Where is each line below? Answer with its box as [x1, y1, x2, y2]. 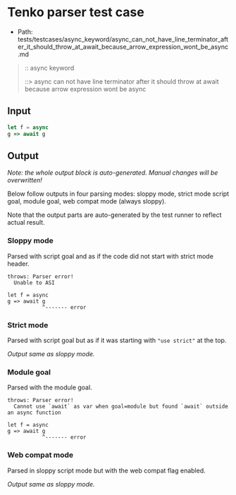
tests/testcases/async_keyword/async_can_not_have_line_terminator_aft [17, 35, 229, 43]
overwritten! [7, 176, 42, 184]
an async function [7, 409, 61, 416]
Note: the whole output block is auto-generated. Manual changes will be [7, 168, 218, 177]
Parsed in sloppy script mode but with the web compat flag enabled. [7, 466, 206, 475]
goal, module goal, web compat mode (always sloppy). [7, 197, 167, 206]
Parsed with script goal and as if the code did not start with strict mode [7, 251, 213, 261]
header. [7, 259, 30, 268]
